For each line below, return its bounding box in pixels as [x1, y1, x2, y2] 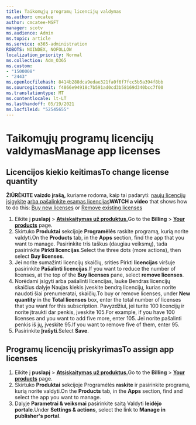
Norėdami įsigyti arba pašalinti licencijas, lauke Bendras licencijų [14, 278, 171, 285]
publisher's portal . [14, 413, 61, 420]
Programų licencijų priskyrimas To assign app [6, 344, 174, 354]
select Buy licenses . [14, 253, 64, 260]
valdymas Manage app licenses [6, 144, 161, 157]
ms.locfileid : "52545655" [6, 106, 69, 112]
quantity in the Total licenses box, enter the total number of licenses [14, 296, 181, 303]
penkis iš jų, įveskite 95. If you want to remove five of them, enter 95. [14, 321, 180, 328]
